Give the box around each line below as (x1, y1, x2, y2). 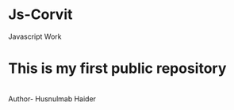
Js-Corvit (8, 6, 73, 24)
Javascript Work (8, 32, 62, 41)
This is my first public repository (8, 59, 227, 78)
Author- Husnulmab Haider (8, 93, 97, 104)
